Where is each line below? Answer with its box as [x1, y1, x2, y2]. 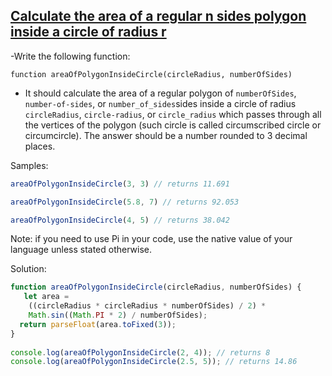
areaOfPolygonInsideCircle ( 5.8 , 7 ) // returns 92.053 [10, 197, 240, 207]
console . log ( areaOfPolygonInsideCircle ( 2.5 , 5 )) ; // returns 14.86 [10, 357, 298, 367]
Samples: [10, 159, 49, 171]
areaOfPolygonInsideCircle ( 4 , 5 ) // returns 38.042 [10, 215, 230, 225]
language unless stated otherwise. [10, 244, 153, 256]
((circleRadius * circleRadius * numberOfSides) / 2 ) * [28, 301, 267, 311]
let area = [23, 292, 70, 302]
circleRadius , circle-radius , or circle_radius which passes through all [24, 108, 322, 120]
